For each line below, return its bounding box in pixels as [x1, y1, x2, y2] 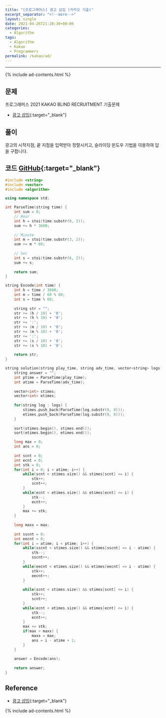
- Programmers [9, 49, 39, 54]
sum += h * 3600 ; [14, 223, 50, 228]
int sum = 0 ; [14, 210, 41, 215]
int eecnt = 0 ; [14, 536, 45, 541]
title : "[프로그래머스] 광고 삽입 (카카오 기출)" [5, 7, 94, 12]
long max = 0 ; [14, 439, 43, 444]
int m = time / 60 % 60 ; [14, 292, 65, 297]
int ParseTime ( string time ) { [5, 205, 68, 210]
